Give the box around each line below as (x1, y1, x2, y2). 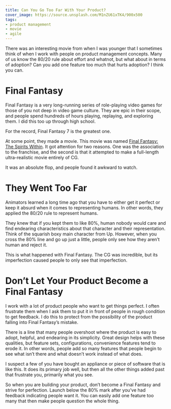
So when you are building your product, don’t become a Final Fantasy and (5, 381, 161, 388)
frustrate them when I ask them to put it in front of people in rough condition (5, 308, 165, 314)
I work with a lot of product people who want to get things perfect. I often (5, 303, 160, 309)
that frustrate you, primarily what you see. (5, 372, 93, 378)
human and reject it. (5, 242, 47, 248)
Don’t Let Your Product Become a (5, 275, 149, 287)
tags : (5, 17, 17, 22)
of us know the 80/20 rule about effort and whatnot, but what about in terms (5, 56, 166, 62)
